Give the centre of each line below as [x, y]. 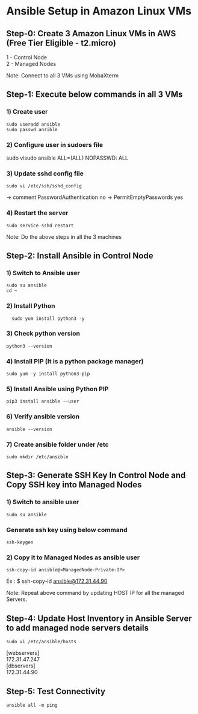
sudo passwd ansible [32, 129]
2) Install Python [31, 306]
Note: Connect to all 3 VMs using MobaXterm [63, 76]
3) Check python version [43, 334]
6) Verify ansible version [43, 417]
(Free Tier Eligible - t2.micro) [61, 43]
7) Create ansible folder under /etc [58, 444]
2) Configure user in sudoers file [55, 144]
